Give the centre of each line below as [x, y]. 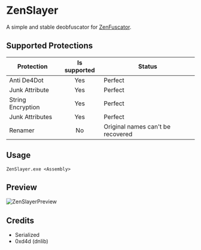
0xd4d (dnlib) [32, 241]
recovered [118, 134]
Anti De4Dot [26, 80]
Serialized [27, 235]
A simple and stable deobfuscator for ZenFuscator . [69, 27]
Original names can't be [137, 126]
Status [148, 66]
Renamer [22, 130]
